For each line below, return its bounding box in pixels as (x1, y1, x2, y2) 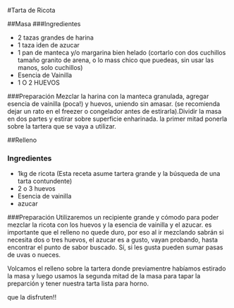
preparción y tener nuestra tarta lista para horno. (7, 279, 149, 288)
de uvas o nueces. (7, 251, 61, 259)
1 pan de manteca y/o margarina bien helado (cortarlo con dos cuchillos (17, 49, 226, 57)
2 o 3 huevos (17, 184, 56, 193)
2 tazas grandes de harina (17, 33, 94, 42)
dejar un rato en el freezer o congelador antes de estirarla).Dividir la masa (7, 107, 222, 115)
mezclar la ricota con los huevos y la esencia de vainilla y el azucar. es (7, 220, 212, 229)
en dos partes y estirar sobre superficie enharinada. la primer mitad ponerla (7, 114, 228, 123)
